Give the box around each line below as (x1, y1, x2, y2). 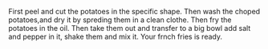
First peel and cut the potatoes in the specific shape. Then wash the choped (8, 7, 261, 16)
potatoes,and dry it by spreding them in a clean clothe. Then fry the (8, 15, 232, 24)
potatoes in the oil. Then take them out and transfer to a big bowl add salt (8, 24, 251, 32)
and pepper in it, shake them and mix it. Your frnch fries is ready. (8, 32, 223, 41)
